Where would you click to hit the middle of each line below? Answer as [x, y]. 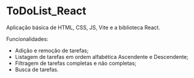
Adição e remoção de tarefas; [52, 50]
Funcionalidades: [27, 39]
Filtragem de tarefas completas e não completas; [76, 63]
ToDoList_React [46, 11]
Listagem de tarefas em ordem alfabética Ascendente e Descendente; [102, 57]
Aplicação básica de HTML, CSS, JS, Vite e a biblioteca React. [83, 27]
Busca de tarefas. [37, 69]
